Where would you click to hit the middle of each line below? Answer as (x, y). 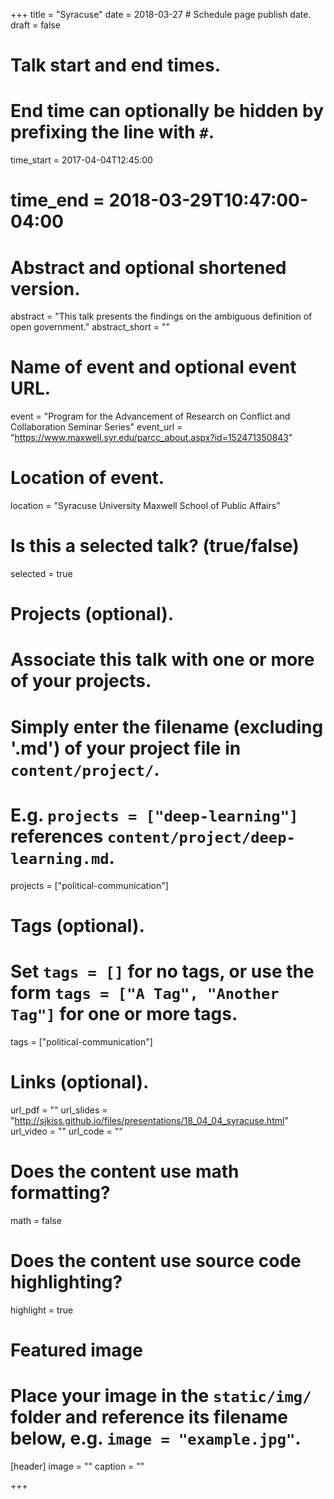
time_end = (57, 200)
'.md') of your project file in (126, 748)
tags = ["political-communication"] (81, 1041)
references (57, 836)
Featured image (76, 1350)
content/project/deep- (201, 837)
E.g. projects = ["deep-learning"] (154, 815)
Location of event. (87, 478)
